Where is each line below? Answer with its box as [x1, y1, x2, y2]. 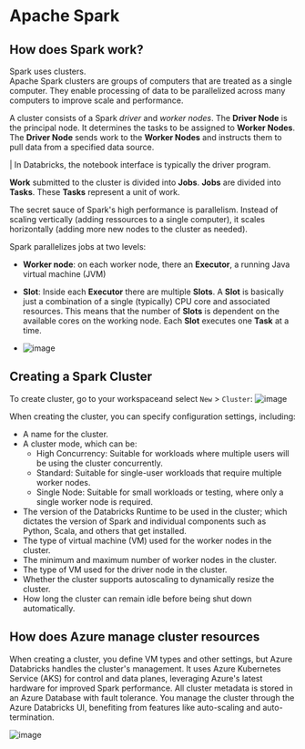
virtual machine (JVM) [22, 269, 107, 279]
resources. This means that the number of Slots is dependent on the [22, 306, 280, 316]
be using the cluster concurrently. [36, 457, 164, 468]
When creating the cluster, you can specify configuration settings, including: [9, 411, 296, 422]
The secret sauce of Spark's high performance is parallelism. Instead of [9, 204, 279, 215]
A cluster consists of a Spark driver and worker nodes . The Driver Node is [9, 113, 289, 123]
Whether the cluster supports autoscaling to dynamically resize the [22, 573, 275, 584]
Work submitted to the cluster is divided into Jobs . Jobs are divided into [9, 177, 281, 188]
